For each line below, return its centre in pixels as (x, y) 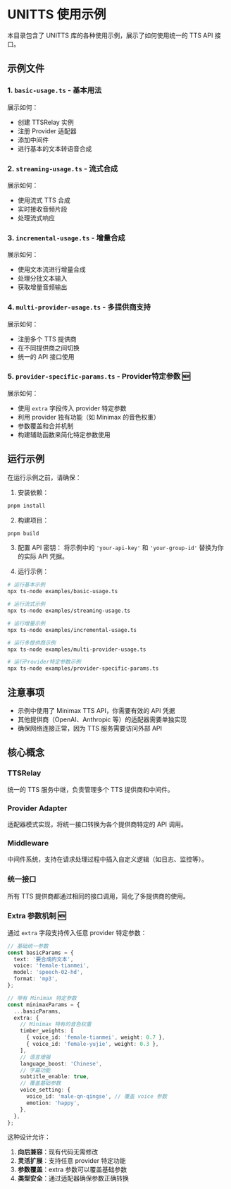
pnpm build (23, 533)
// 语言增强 (35, 1057)
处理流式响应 (36, 218)
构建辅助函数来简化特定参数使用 (64, 434)
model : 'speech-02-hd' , (48, 972)
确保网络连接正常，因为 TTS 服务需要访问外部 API (90, 728)
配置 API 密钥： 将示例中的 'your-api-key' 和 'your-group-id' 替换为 (118, 548)
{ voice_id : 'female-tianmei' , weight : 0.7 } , (95, 1037)
